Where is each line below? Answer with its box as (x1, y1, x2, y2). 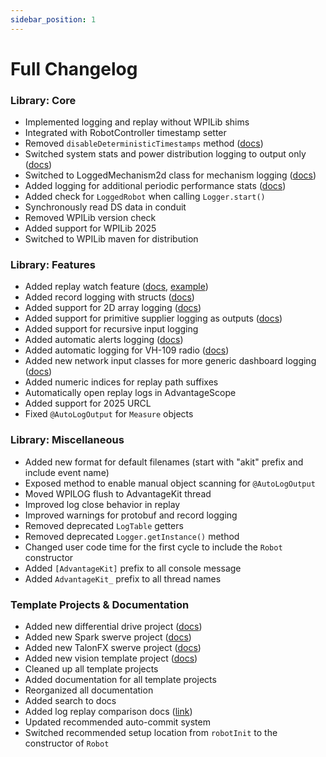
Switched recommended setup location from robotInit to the (24, 727, 278, 738)
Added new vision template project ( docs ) (24, 652, 198, 664)
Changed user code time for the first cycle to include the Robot (24, 541, 283, 553)
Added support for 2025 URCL (24, 397, 152, 410)
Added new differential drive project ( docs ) (24, 621, 203, 632)
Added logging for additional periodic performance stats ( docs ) (24, 180, 287, 192)
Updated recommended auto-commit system (24, 716, 211, 728)
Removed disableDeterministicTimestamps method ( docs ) (24, 137, 264, 150)
